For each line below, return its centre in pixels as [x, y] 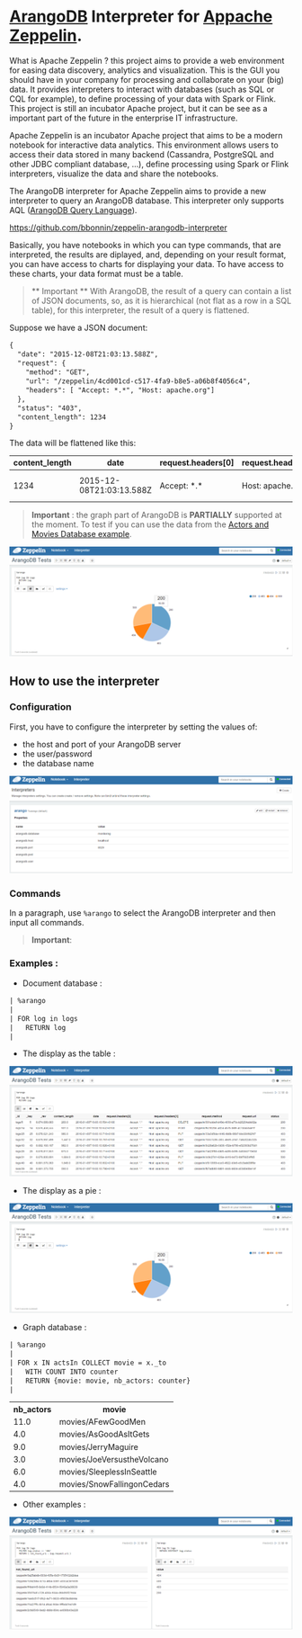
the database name [58, 763]
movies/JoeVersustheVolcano [114, 1459]
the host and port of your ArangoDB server [102, 744]
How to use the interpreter [84, 681]
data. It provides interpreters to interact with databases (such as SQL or [142, 89]
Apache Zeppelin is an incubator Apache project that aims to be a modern [146, 135]
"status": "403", [50, 408]
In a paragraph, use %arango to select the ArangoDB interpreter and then [142, 913]
